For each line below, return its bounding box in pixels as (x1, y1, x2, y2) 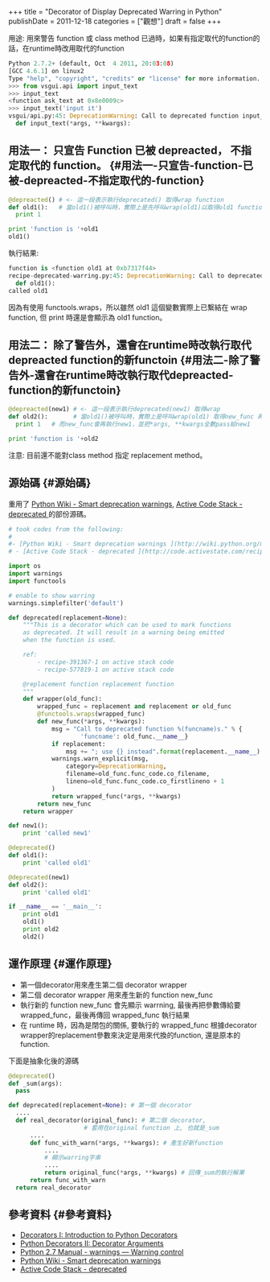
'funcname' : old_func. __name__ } (80, 732, 189, 740)
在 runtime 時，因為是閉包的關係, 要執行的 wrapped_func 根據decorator (19, 1020, 257, 1029)
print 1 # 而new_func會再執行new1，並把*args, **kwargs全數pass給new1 (15, 420, 251, 429)
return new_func (37, 800, 92, 808)
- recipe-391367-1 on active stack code (37, 657, 174, 666)
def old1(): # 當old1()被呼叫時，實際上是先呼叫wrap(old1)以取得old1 (8, 203, 234, 212)
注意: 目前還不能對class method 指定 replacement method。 (8, 450, 207, 460)
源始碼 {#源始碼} (8, 476, 92, 490)
